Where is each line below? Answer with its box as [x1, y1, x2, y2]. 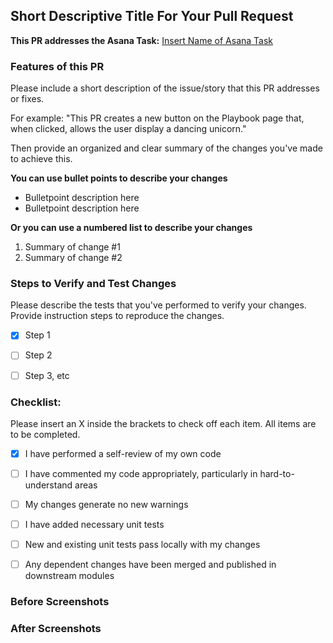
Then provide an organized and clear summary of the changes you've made [10, 142, 323, 154]
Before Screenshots [10, 595, 110, 609]
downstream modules [24, 570, 115, 582]
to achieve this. [10, 153, 73, 165]
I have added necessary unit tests [24, 519, 165, 531]
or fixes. [10, 93, 45, 105]
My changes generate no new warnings [24, 499, 189, 511]
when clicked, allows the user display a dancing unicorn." [10, 123, 247, 135]
